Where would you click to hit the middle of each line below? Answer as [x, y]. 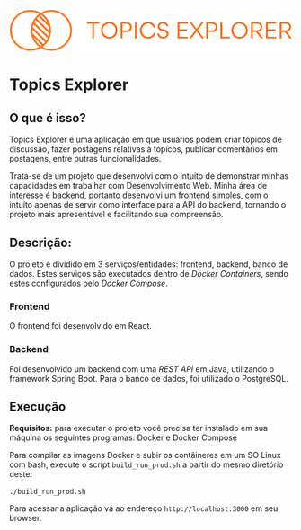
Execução [38, 407]
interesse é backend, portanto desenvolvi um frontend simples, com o [139, 195]
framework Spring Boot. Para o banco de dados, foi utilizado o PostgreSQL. [149, 378]
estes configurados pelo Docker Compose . [89, 283]
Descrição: [40, 242]
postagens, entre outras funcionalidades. [85, 159]
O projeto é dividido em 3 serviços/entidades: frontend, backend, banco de [149, 264]
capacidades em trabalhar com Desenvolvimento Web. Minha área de [138, 186]
